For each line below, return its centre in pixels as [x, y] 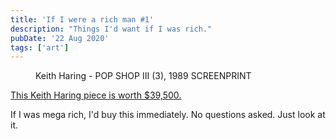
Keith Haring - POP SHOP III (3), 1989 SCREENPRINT [143, 76]
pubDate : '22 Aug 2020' [60, 38]
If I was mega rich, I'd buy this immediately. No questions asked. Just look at [168, 115]
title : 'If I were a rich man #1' [82, 19]
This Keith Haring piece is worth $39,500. [96, 95]
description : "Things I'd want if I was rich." [111, 29]
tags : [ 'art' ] [40, 47]
